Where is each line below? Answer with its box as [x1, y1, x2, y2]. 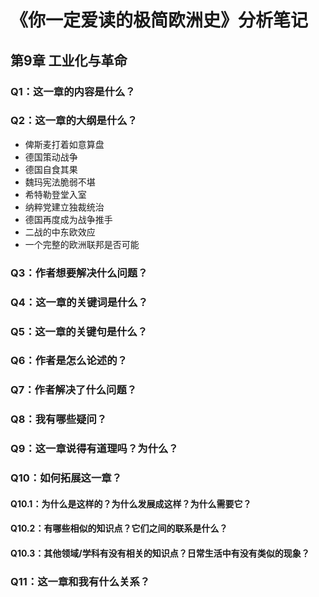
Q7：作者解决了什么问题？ [10, 383, 138, 397]
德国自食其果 [24, 163, 78, 175]
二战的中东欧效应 [24, 226, 96, 238]
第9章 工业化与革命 [10, 52, 128, 69]
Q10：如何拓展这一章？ [10, 471, 123, 485]
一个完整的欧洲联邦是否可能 [24, 238, 140, 250]
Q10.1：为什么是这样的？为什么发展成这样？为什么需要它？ [10, 497, 252, 510]
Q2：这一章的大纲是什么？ [10, 114, 138, 128]
